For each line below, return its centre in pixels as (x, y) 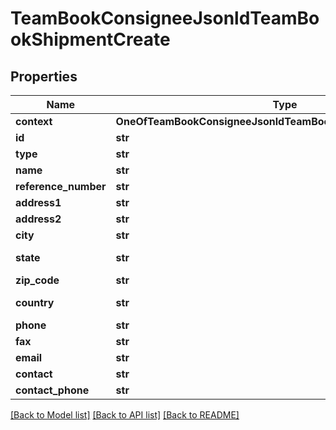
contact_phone (52, 390)
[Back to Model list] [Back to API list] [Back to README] (125, 415)
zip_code (37, 280)
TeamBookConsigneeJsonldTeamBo (165, 18)
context (34, 121)
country (35, 302)
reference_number (61, 186)
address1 (38, 202)
